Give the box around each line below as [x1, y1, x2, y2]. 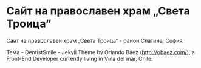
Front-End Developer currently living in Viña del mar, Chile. [6, 55, 153, 62]
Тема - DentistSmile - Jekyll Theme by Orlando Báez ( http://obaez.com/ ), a [6, 48, 196, 55]
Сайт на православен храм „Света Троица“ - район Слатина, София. [6, 37, 184, 44]
